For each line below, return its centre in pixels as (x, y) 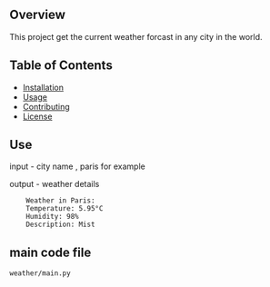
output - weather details (55, 184)
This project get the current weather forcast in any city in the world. (136, 36)
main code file (50, 252)
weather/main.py (40, 273)
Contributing (46, 106)
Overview (38, 15)
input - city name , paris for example (77, 166)
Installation (43, 87)
